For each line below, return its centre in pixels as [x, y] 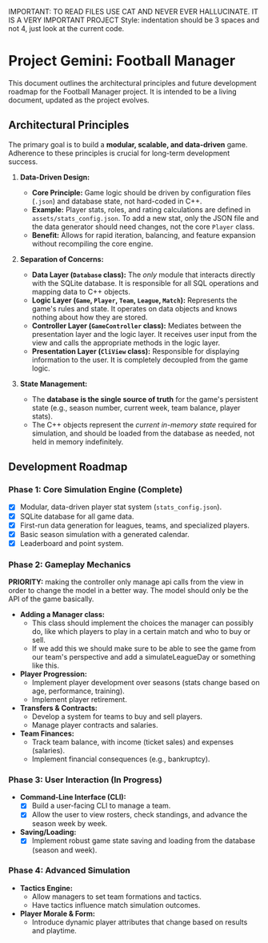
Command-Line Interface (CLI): [73, 797]
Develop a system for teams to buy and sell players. [117, 716]
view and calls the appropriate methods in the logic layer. [126, 343]
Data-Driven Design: [55, 177]
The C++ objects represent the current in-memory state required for [144, 424]
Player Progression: [54, 674]
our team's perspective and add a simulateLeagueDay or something [144, 657]
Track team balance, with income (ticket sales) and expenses [133, 742]
